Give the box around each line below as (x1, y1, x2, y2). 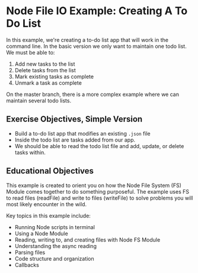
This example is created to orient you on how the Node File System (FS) (6, 182, 182, 189)
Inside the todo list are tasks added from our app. (14, 136, 135, 143)
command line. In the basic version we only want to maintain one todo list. (6, 43, 187, 50)
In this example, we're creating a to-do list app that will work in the (6, 36, 169, 43)
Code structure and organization (14, 255, 95, 262)
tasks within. (14, 149, 46, 156)
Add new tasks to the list (14, 60, 75, 68)
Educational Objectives (6, 166, 94, 176)
